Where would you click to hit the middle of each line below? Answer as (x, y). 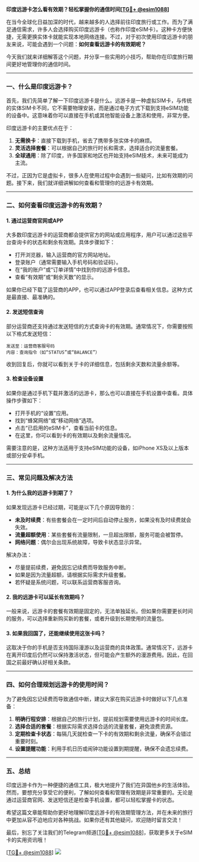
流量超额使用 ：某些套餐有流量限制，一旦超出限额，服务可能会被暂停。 (100, 535)
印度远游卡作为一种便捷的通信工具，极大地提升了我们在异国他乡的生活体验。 (99, 785)
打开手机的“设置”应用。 (43, 413)
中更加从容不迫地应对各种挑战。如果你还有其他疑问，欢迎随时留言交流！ (94, 820)
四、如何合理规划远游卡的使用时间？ (58, 685)
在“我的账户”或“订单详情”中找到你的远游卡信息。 (74, 270)
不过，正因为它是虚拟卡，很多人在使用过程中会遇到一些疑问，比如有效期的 (97, 176)
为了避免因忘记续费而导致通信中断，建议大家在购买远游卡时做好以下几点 (94, 699)
